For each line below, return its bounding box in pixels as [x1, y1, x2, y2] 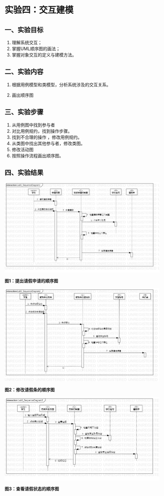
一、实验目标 [4, 26, 44, 34]
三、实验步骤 [4, 108, 44, 116]
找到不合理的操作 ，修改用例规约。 [11, 134, 82, 140]
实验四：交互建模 [4, 4, 74, 16]
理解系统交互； [11, 40, 42, 45]
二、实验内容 [4, 67, 44, 76]
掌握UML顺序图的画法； [11, 46, 60, 52]
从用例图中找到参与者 [11, 122, 55, 128]
